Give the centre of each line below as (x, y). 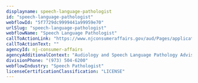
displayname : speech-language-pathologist (59, 11)
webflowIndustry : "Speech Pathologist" (55, 66)
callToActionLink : (29, 39)
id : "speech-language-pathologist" (50, 17)
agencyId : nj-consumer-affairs (44, 50)
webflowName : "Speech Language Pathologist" (62, 33)
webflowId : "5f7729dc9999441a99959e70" (55, 22)
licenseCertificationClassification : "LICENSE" (66, 71)
